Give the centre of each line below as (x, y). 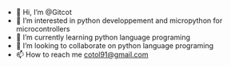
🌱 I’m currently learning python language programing (103, 37)
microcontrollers (43, 29)
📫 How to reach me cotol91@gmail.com (82, 54)
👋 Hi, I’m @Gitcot (44, 12)
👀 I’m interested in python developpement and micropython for (119, 20)
